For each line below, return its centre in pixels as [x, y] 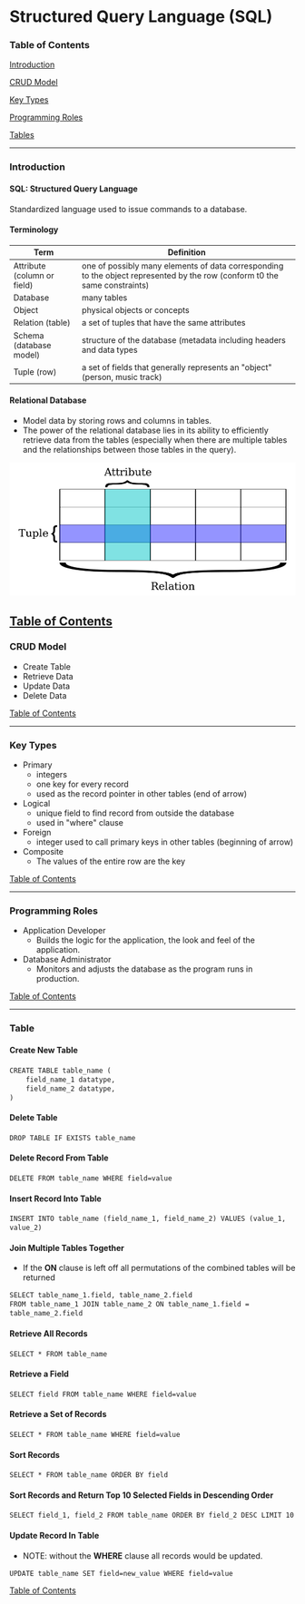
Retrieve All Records [49, 1333]
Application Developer [64, 931]
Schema [29, 335]
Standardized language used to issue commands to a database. [128, 209]
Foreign [37, 833]
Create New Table [44, 1050]
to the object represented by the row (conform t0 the [180, 275]
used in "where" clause [80, 823]
